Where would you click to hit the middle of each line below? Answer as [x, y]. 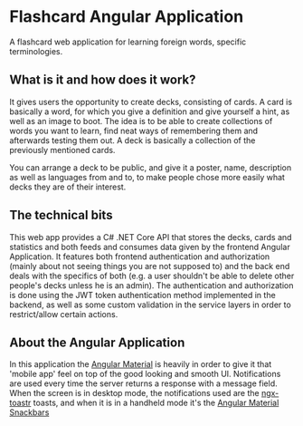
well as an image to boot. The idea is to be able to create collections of [141, 121]
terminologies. [36, 51]
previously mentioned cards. [62, 150]
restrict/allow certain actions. [64, 314]
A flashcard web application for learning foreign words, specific [128, 42]
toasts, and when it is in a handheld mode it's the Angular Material [156, 403]
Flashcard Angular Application [127, 17]
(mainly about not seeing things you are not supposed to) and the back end [150, 266]
